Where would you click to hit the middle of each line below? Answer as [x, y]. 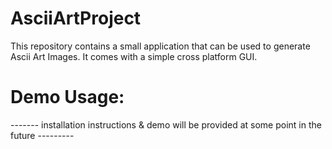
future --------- [42, 135]
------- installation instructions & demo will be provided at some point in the [166, 124]
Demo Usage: [67, 97]
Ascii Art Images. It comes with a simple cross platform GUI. [134, 56]
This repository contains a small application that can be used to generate [160, 46]
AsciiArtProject [76, 18]
